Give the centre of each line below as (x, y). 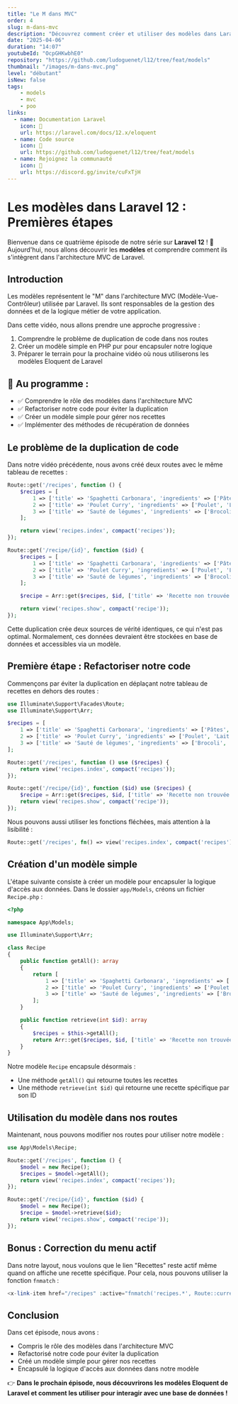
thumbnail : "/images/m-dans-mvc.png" (63, 67)
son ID (27, 1096)
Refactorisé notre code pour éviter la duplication (88, 1354)
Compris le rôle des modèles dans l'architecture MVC (95, 1346)
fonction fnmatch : (33, 1280)
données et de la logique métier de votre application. (84, 311)
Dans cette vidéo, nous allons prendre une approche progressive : (104, 325)
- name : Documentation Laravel (60, 119)
